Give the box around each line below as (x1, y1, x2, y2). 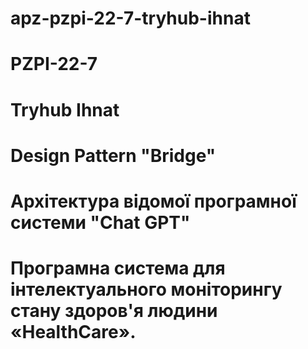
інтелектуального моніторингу (10, 278, 283, 301)
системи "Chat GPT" (10, 211, 191, 234)
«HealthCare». (10, 321, 137, 344)
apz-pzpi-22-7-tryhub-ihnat (10, 7, 251, 30)
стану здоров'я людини (10, 300, 218, 322)
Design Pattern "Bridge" (10, 144, 217, 167)
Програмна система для (10, 257, 226, 280)
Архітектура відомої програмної (10, 190, 297, 212)
